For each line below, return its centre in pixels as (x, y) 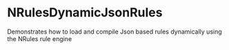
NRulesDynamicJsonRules (85, 13)
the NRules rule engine (40, 38)
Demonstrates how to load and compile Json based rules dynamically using (114, 32)
